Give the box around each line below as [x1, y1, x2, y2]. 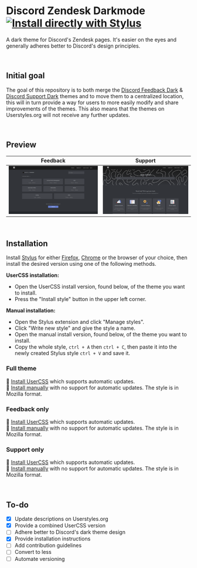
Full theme [6, 365, 37, 373]
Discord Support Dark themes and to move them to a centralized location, [6, 92, 184, 99]
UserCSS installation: [6, 272, 60, 279]
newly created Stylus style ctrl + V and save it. [14, 350, 131, 357]
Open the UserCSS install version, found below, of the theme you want [14, 283, 185, 290]
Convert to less [14, 549, 52, 556]
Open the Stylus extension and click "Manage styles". [14, 319, 145, 326]
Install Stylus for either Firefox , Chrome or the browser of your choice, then [6, 254, 188, 261]
